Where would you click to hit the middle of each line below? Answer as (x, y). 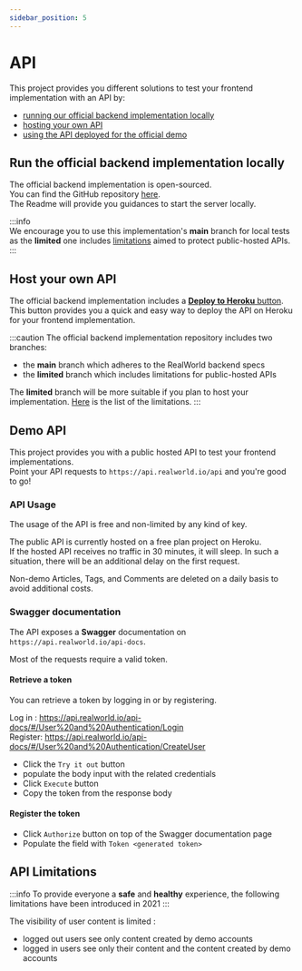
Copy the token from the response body (97, 793)
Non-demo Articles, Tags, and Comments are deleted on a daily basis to (144, 579)
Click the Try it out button (73, 764)
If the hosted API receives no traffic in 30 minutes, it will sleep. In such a (144, 552)
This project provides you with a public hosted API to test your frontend (143, 452)
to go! (20, 481)
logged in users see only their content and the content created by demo (157, 948)
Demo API (38, 431)
